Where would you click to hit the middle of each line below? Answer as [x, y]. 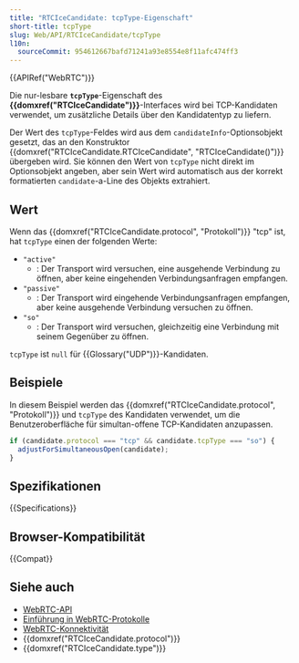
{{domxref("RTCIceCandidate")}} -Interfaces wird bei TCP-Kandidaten [144, 105]
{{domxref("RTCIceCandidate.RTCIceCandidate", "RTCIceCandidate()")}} [147, 152]
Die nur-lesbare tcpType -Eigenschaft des [86, 96]
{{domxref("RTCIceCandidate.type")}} [94, 647]
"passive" [41, 288]
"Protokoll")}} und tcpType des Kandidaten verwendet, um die [125, 414]
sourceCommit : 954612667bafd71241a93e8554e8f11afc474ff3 [128, 52]
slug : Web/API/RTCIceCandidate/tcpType [85, 35]
